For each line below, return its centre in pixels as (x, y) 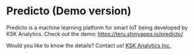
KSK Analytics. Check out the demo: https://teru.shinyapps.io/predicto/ (95, 33)
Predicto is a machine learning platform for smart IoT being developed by (97, 27)
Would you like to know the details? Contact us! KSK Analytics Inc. (89, 45)
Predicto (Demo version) (69, 11)
